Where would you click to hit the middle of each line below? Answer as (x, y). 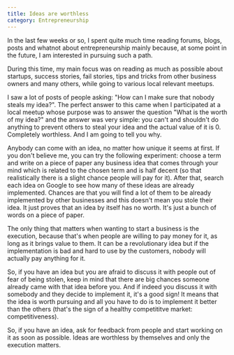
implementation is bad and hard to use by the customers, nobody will (107, 251)
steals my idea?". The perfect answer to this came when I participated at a (114, 104)
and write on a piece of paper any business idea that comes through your (113, 162)
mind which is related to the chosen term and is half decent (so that (104, 170)
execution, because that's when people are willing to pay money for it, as (112, 236)
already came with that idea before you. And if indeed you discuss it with (112, 286)
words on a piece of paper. (46, 215)
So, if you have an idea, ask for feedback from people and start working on (115, 330)
